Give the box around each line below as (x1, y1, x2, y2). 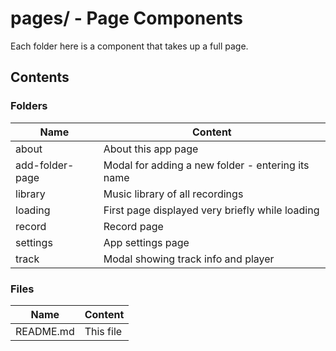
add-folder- (15, 158, 75, 172)
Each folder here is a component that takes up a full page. (10, 40, 249, 52)
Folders (10, 99, 48, 113)
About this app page (103, 142, 199, 156)
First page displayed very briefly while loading (103, 203, 320, 217)
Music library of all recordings (103, 187, 244, 201)
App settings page (103, 235, 190, 249)
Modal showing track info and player (103, 252, 275, 266)
